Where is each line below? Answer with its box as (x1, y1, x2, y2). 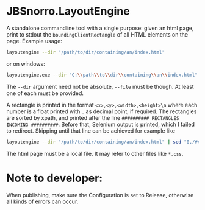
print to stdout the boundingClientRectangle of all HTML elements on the (6, 30, 188, 38)
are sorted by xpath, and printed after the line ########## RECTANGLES (6, 114, 179, 121)
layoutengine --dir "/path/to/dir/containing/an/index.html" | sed (6, 139, 182, 145)
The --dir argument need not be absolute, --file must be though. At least (6, 83, 194, 90)
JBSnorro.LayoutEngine (6, 4, 130, 18)
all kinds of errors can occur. (6, 198, 79, 205)
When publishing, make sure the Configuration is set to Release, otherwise (6, 191, 194, 198)
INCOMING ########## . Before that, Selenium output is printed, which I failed (6, 121, 195, 128)
